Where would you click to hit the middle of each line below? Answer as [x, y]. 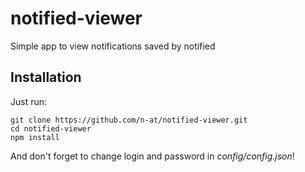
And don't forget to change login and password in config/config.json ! [152, 156]
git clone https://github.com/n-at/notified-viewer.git [129, 120]
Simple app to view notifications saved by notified [113, 46]
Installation [46, 77]
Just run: [29, 101]
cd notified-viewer [51, 128]
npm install [35, 137]
